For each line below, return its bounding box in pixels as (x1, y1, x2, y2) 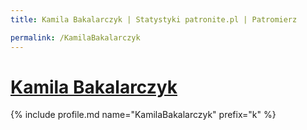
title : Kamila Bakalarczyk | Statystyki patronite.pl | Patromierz (10, 14, 298, 25)
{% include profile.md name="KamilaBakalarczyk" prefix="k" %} (10, 109, 277, 121)
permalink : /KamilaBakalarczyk (10, 32, 141, 43)
